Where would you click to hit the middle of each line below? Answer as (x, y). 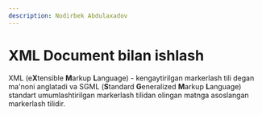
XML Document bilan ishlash (106, 55)
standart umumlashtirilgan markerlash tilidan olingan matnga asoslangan (129, 95)
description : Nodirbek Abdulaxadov (68, 16)
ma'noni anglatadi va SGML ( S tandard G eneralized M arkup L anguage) (125, 86)
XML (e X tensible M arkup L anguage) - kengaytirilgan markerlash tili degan (131, 78)
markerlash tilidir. (37, 103)
